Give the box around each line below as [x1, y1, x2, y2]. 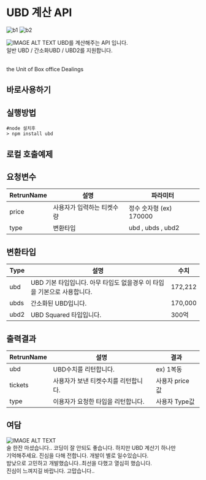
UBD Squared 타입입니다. [30, 311, 102, 319]
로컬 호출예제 [6, 149, 53, 160]
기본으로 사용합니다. [37, 288, 93, 296]
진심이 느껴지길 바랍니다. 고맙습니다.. [6, 467, 95, 474]
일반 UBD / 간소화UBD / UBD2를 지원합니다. [6, 47, 113, 54]
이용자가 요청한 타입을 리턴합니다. [53, 397, 145, 406]
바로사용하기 [6, 85, 51, 95]
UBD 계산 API [6, 6, 72, 20]
